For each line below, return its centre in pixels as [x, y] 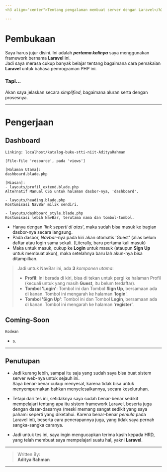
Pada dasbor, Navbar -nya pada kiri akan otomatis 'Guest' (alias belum [84, 237]
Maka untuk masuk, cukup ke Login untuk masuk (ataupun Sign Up [81, 248]
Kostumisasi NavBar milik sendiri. [42, 204]
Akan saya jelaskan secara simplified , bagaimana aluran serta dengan [77, 92]
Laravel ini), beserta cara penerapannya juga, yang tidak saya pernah [83, 420]
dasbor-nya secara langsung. [42, 232]
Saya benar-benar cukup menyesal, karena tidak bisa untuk [73, 384]
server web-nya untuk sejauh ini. [46, 378]
